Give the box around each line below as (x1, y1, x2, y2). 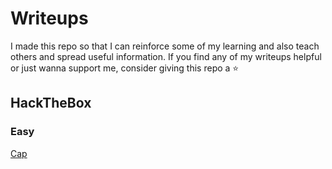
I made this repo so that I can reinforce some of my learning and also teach (10, 40, 320, 52)
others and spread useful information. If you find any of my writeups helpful (10, 50, 322, 62)
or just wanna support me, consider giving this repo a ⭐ (10, 62, 240, 74)
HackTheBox (10, 95, 92, 112)
